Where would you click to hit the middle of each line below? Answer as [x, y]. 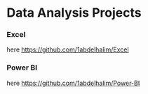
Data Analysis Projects [74, 13]
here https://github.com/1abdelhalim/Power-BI [73, 83]
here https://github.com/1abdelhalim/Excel [68, 49]
